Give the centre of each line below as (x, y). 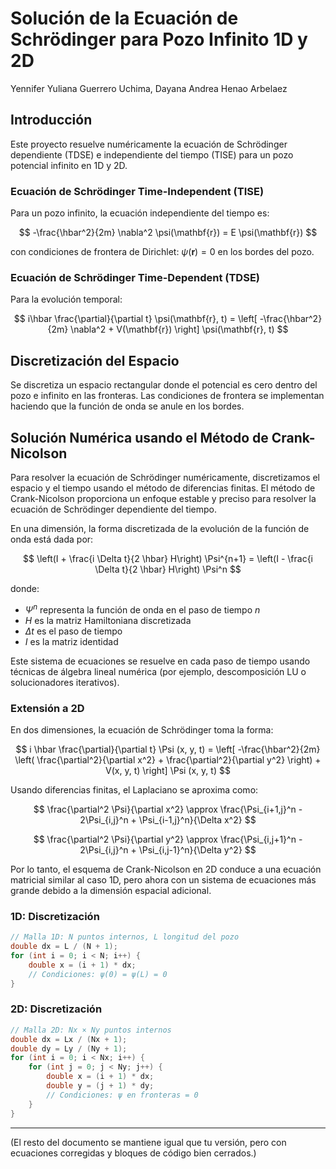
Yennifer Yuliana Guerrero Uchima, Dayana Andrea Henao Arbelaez (149, 88)
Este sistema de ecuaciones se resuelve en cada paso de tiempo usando (160, 661)
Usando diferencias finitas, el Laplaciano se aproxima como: (134, 789)
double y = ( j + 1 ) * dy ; (100, 1086)
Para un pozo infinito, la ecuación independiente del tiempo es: (140, 213)
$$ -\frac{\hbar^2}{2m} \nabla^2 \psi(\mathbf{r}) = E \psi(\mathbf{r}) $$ (168, 233)
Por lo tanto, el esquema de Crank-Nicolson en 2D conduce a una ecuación (166, 869)
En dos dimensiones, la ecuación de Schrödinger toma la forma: (142, 729)
